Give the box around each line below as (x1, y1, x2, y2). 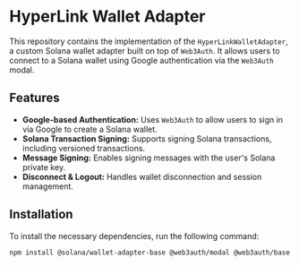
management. (21, 181, 74, 192)
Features (9, 90, 60, 106)
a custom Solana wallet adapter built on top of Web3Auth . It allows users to (9, 45, 280, 56)
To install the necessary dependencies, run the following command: (9, 230, 260, 241)
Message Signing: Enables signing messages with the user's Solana (21, 152, 276, 163)
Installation (9, 207, 73, 222)
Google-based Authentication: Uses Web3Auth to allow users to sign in (21, 114, 284, 124)
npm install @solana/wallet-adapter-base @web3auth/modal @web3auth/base (9, 248, 291, 257)
